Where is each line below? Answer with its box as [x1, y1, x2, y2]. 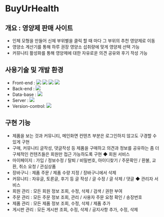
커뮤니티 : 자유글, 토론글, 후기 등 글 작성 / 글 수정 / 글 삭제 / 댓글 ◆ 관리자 [12, 176, 154, 182]
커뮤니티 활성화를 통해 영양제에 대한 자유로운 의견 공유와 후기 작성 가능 [12, 50, 148, 56]
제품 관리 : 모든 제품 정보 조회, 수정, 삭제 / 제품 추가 [12, 200, 111, 206]
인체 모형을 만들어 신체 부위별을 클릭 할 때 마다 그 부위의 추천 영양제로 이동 [12, 38, 156, 43]
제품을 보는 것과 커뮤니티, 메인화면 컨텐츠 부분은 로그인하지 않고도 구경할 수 [12, 132, 157, 138]
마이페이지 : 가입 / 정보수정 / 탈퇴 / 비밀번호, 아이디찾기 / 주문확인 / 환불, [12, 157, 151, 163]
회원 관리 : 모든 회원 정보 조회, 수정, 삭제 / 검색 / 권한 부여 [12, 188, 123, 194]
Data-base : [12, 92, 36, 97]
